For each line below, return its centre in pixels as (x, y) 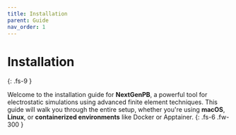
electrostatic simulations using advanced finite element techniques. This (112, 102)
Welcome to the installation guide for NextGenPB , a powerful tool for (107, 95)
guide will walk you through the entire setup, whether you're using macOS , (116, 110)
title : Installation (38, 14)
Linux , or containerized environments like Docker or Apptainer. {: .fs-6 (111, 117)
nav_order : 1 (26, 27)
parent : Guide (28, 20)
